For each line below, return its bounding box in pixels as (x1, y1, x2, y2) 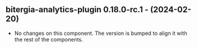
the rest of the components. (14, 35, 83, 43)
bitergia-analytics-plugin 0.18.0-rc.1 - (5, 5, 149, 15)
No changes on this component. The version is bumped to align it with (14, 30, 187, 37)
